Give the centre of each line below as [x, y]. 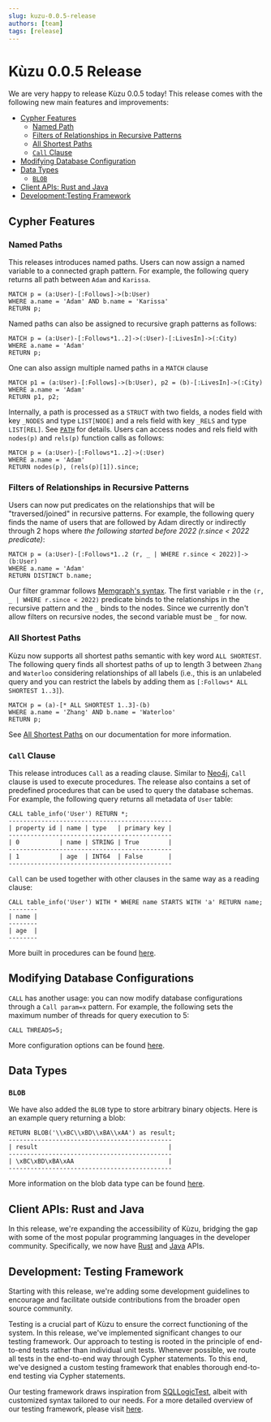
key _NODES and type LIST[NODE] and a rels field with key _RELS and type [128, 421]
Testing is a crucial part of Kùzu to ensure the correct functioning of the [128, 1324]
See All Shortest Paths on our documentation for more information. [120, 734]
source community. [41, 1308]
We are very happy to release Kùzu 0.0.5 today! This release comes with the [135, 93]
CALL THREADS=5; [36, 1030]
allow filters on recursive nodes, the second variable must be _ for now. [128, 617]
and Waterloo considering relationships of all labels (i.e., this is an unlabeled [135, 673]
